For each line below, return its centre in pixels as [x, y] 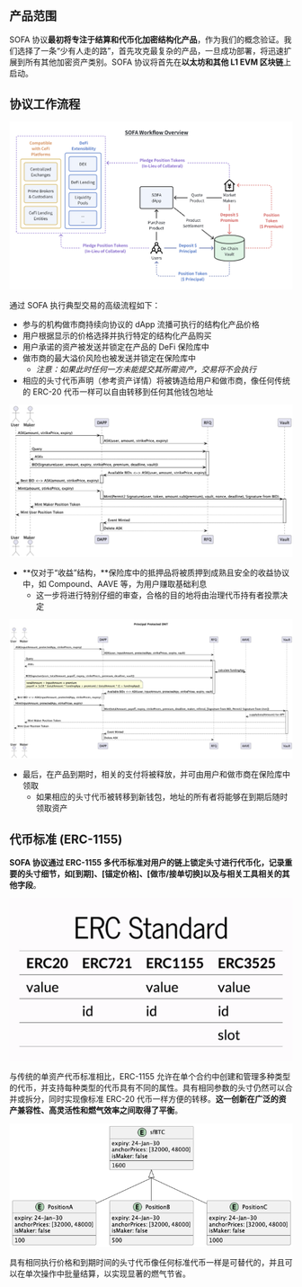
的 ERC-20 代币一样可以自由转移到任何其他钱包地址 [118, 391]
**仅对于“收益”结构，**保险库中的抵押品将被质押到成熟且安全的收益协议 [156, 572]
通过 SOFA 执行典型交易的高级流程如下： [85, 305]
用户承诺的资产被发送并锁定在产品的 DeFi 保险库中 [115, 346]
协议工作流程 [45, 105]
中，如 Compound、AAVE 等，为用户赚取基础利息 [115, 583]
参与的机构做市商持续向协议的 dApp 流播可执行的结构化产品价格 [141, 324]
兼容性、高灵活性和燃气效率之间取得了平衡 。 [99, 1110]
